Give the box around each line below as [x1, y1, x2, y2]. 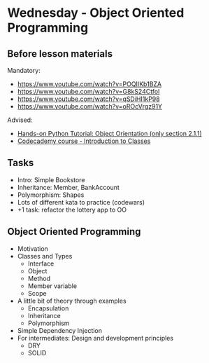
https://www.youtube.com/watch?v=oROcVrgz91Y [17, 102, 163, 110]
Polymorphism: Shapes [17, 191, 85, 199]
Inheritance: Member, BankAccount [17, 183, 120, 191]
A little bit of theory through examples [17, 296, 127, 305]
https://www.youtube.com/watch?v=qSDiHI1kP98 [17, 95, 160, 103]
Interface [27, 259, 55, 268]
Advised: [7, 116, 33, 124]
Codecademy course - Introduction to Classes [17, 137, 151, 145]
